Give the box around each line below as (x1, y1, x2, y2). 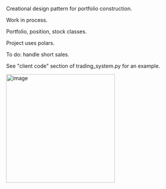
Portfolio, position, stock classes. (6, 28, 87, 35)
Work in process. (6, 17, 48, 23)
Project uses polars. (6, 40, 55, 46)
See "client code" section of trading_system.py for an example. (6, 62, 161, 69)
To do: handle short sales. (6, 51, 69, 58)
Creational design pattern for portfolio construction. (6, 5, 132, 12)
